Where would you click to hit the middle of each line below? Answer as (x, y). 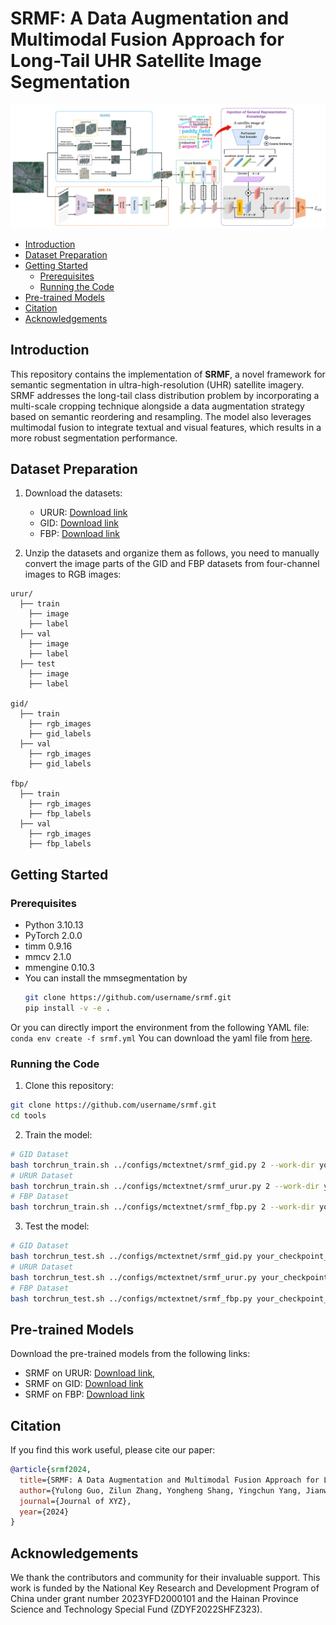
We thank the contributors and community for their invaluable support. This (165, 1578)
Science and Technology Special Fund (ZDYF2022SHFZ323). (136, 1609)
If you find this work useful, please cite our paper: (113, 1450)
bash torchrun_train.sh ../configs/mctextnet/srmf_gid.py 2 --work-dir (162, 1165)
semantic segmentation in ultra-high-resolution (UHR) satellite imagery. (157, 384)
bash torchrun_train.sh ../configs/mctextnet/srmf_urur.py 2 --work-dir (165, 1186)
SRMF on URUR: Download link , (90, 1373)
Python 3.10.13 (54, 925)
